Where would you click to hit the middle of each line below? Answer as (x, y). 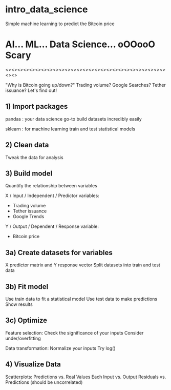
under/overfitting (23, 338)
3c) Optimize (26, 320)
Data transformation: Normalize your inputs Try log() (61, 348)
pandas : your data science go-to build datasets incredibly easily (73, 119)
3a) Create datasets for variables (59, 252)
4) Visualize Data (33, 365)
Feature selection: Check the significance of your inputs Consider (74, 333)
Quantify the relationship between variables (51, 186)
